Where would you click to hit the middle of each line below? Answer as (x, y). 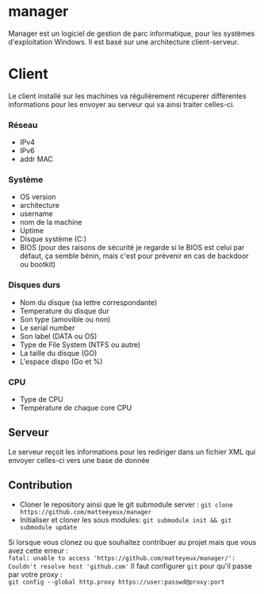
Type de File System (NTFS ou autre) (80, 345)
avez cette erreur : (38, 550)
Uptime (32, 231)
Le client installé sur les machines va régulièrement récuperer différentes (128, 96)
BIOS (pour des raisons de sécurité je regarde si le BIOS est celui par (132, 248)
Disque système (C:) (53, 239)
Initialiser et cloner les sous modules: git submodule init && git (126, 519)
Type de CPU (41, 399)
